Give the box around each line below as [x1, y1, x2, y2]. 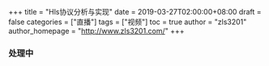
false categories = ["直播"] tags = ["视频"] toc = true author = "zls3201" [8, 17, 247, 27]
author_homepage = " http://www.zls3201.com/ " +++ [8, 27, 185, 35]
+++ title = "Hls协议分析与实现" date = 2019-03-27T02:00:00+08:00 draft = [8, 7, 262, 16]
